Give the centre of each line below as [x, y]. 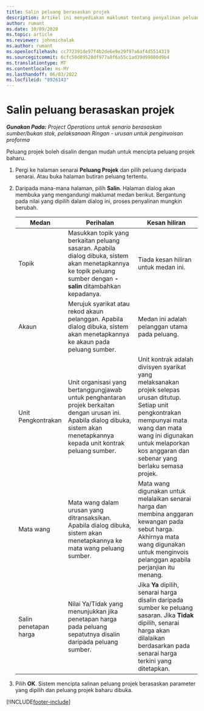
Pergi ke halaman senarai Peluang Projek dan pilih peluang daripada [101, 170]
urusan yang [86, 511]
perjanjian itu [156, 567]
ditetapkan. [154, 669]
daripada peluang [93, 642]
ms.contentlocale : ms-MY [38, 69]
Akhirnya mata [158, 537]
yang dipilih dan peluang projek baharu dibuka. [74, 690]
